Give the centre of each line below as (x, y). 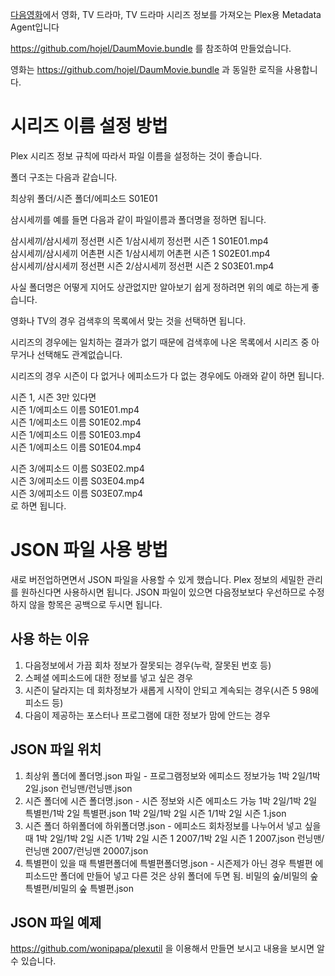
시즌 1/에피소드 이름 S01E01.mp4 (75, 409)
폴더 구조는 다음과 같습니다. (64, 177)
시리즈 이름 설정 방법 (89, 126)
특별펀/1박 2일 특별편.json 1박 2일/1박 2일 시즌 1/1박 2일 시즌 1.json (155, 813)
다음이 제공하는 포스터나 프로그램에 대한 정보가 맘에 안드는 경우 (147, 715)
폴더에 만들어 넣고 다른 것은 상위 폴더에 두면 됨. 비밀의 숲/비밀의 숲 (189, 875)
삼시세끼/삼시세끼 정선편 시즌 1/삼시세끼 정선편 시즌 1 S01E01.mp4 (139, 240)
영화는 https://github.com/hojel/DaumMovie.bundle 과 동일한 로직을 (147, 69)
